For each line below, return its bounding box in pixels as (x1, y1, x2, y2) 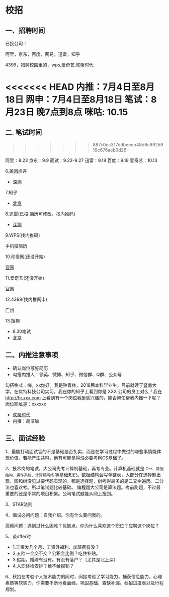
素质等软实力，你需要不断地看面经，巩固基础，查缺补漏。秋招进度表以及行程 (5, 579, 164, 586)
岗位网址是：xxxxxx (5, 401, 46, 407)
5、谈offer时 (5, 533, 31, 539)
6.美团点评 (5, 168, 27, 174)
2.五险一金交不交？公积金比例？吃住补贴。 (12, 550, 101, 556)
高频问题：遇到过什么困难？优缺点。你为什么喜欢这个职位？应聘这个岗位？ (5, 523, 159, 529)
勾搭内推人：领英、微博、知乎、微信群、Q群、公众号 (12, 371, 122, 377)
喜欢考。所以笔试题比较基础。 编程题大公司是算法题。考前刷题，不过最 (14, 484, 161, 490)
